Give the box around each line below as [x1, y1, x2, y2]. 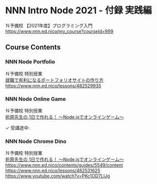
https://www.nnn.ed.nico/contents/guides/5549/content [5, 162, 123, 168]
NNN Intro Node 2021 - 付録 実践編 [5, 5, 152, 16]
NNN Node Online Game [5, 95, 66, 102]
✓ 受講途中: [5, 124, 30, 130]
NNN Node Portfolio [5, 58, 55, 65]
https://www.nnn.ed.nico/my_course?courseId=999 [5, 28, 114, 34]
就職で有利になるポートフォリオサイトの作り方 [5, 77, 103, 83]
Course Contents [5, 43, 61, 51]
